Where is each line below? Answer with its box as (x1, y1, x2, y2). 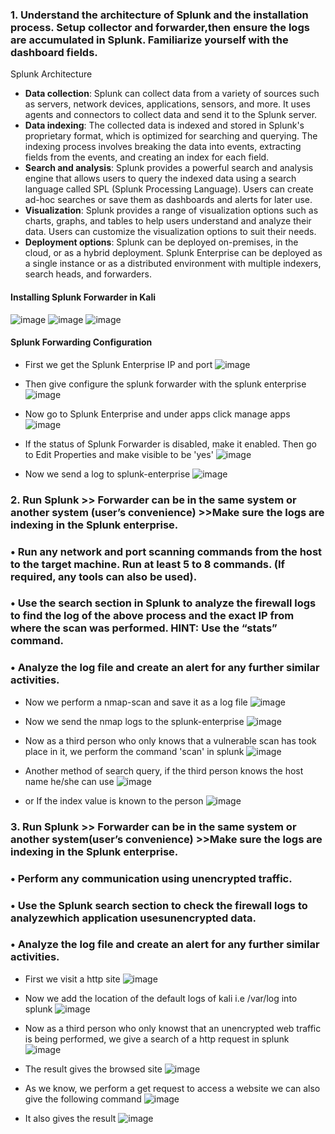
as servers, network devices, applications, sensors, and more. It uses (24, 98, 311, 110)
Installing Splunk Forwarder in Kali (10, 291, 157, 303)
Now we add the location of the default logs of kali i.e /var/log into (24, 992, 298, 1004)
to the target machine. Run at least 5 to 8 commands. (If (10, 557, 286, 571)
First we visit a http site (24, 973, 121, 985)
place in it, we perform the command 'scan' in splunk (24, 745, 245, 757)
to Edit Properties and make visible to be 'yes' (24, 448, 214, 460)
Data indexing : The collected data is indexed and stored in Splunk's (24, 119, 305, 132)
